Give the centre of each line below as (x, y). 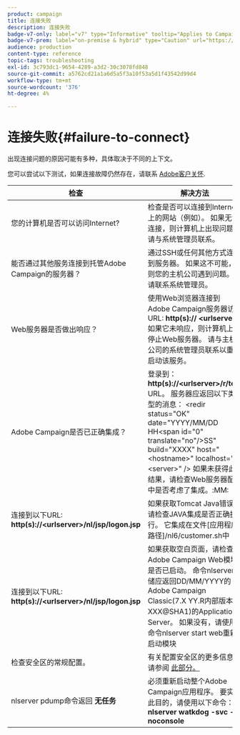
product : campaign (35, 14)
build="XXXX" (171, 449)
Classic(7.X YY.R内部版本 (190, 601)
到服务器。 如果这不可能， (191, 264)
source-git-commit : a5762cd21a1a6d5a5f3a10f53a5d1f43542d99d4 (102, 74)
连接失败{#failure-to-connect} (99, 137)
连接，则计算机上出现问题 (191, 229)
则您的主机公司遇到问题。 (191, 274)
